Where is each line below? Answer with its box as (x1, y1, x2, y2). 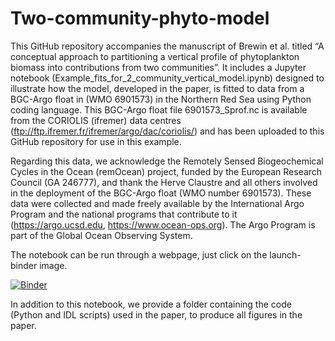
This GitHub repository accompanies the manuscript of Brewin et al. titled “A (10, 40, 325, 52)
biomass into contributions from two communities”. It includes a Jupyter (10, 61, 307, 73)
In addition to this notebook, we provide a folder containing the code (10, 298, 292, 310)
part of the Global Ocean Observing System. (10, 229, 193, 241)
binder (10, 259, 38, 271)
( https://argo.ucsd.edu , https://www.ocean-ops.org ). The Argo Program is (10, 218, 316, 231)
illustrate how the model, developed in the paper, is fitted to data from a (10, 82, 305, 94)
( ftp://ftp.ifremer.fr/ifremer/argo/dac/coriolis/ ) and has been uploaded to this (10, 125, 325, 137)
